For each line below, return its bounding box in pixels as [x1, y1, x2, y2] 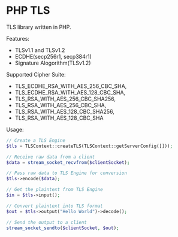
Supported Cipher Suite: [6, 71, 66, 78]
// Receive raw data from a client [6, 154, 95, 160]
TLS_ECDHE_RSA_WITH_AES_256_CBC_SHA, [14, 82, 127, 90]
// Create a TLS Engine [6, 137, 66, 144]
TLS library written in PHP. [6, 23, 71, 31]
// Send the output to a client [6, 219, 87, 225]
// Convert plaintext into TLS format [6, 203, 103, 209]
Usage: [6, 126, 24, 133]
